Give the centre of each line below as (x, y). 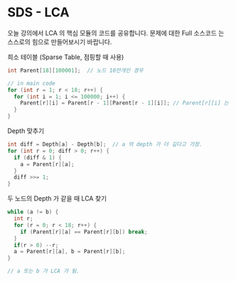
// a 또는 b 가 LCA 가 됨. (44, 271)
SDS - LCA (38, 12)
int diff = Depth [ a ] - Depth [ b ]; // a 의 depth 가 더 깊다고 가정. (105, 144)
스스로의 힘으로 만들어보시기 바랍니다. (60, 42)
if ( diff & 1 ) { (38, 157)
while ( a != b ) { (33, 212)
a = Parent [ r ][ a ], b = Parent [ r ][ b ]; (70, 252)
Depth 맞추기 (26, 131)
